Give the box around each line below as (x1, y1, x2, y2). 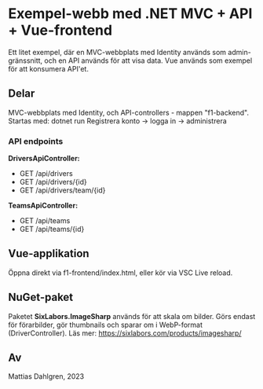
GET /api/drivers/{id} (19, 178, 88, 187)
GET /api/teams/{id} (19, 225, 85, 234)
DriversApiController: (8, 154, 80, 163)
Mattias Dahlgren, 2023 (8, 372, 85, 381)
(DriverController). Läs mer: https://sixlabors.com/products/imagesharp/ (8, 328, 242, 338)
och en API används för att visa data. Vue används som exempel (44, 56, 253, 65)
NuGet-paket (8, 291, 74, 304)
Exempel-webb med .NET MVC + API (8, 5, 253, 23)
